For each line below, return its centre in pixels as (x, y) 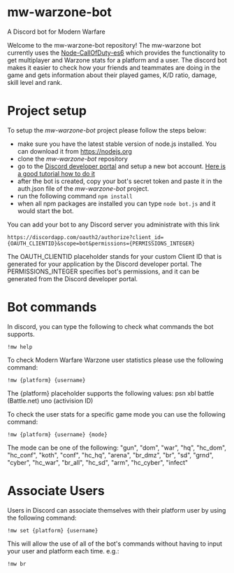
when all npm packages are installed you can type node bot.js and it (116, 203)
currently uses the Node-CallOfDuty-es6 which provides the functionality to (116, 53)
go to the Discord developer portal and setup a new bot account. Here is (121, 166)
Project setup (47, 111)
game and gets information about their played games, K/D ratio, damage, (112, 75)
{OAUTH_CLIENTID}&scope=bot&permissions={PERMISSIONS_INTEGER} (101, 243)
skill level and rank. (35, 82)
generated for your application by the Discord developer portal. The (105, 264)
